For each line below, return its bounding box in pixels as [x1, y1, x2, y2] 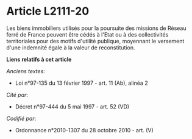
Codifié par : [6, 115, 37, 122]
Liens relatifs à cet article [6, 55, 72, 63]
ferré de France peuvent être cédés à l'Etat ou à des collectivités [6, 30, 169, 38]
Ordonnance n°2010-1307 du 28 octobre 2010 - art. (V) [15, 126, 154, 134]
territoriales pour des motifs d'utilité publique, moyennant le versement [6, 37, 185, 45]
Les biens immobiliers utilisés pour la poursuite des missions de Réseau [6, 24, 187, 32]
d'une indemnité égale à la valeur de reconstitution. [6, 44, 135, 51]
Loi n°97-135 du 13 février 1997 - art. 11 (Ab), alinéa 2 [15, 79, 148, 87]
